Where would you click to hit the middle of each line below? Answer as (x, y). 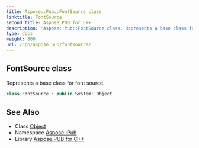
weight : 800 (21, 39)
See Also (23, 112)
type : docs (20, 34)
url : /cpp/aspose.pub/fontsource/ (49, 45)
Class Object (30, 126)
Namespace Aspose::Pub (46, 133)
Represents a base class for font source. (55, 83)
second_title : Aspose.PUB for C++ (49, 22)
